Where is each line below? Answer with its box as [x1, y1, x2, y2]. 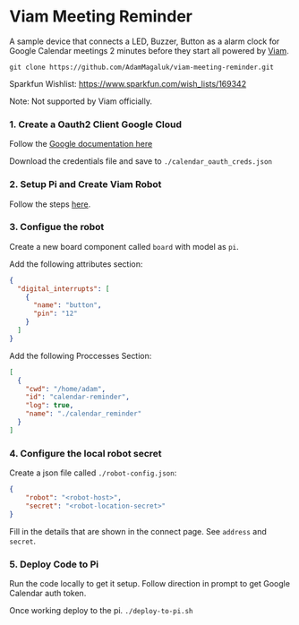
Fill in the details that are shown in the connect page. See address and [9, 526, 267, 536]
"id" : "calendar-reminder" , [25, 392, 130, 402]
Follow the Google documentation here [9, 139, 153, 150]
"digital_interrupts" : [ [17, 284, 110, 293]
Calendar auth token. [9, 587, 87, 598]
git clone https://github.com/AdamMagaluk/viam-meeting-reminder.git [9, 63, 275, 72]
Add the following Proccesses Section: [9, 350, 152, 361]
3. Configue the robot [9, 221, 105, 234]
